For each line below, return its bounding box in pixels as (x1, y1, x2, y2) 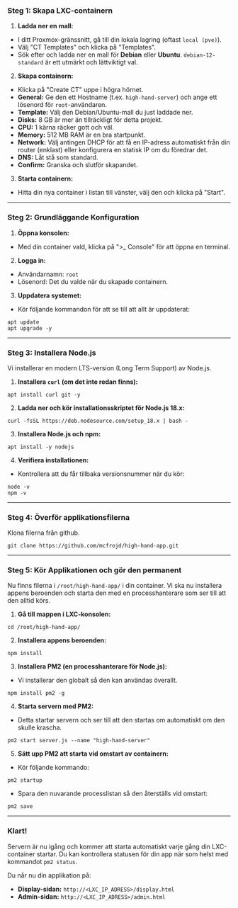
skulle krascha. (17, 723, 62, 732)
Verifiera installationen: (17, 455, 89, 464)
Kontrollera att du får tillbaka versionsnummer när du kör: (17, 470, 185, 478)
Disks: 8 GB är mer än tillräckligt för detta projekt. (17, 115, 163, 124)
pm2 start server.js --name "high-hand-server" (7, 737, 151, 744)
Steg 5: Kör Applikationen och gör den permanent (7, 565, 182, 575)
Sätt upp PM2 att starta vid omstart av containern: (17, 749, 169, 758)
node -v (7, 483, 30, 490)
